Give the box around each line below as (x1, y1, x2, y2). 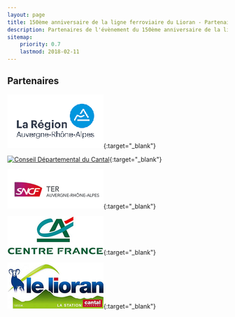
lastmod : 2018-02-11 (20, 48, 80, 55)
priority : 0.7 (20, 41, 61, 48)
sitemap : (7, 34, 33, 41)
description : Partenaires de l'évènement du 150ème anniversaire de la (7, 26, 220, 33)
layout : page (7, 11, 45, 18)
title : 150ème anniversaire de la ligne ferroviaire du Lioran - (7, 18, 201, 26)
